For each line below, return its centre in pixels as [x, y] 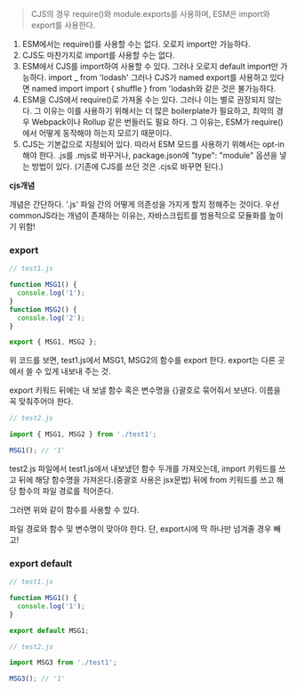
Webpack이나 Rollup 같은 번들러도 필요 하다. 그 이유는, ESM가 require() [157, 122]
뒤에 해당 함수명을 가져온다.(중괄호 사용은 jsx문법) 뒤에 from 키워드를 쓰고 [146, 479]
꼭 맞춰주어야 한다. [41, 402]
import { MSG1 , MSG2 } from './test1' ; [83, 435]
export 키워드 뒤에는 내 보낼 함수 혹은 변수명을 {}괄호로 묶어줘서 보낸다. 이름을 [145, 390]
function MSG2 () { [43, 309]
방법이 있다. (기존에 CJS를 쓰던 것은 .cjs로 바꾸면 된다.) [128, 167]
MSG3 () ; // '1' [37, 679]
